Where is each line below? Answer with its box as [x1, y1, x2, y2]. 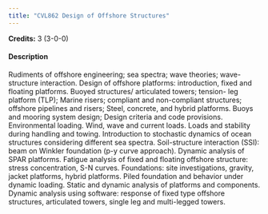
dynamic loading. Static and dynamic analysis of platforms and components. [8, 180, 261, 189]
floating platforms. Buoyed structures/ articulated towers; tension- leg [8, 86, 238, 96]
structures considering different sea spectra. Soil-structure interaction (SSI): [8, 137, 260, 147]
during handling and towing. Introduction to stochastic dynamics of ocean [8, 129, 252, 138]
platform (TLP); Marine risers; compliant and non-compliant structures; [8, 95, 242, 105]
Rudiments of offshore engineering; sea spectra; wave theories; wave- [8, 69, 242, 79]
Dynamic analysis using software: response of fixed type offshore [8, 188, 226, 198]
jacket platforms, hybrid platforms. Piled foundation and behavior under [8, 171, 244, 180]
